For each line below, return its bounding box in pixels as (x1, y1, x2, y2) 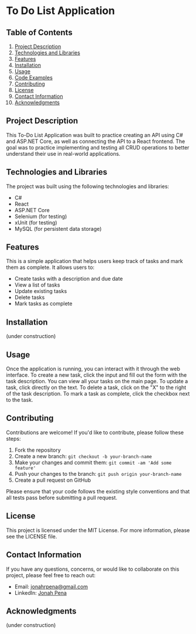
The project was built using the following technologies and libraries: (6, 183, 170, 190)
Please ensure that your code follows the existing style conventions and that (6, 488, 190, 495)
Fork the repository (14, 446, 61, 454)
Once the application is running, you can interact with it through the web (6, 365, 180, 373)
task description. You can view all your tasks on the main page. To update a (6, 378, 188, 385)
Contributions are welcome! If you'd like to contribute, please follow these (6, 429, 184, 436)
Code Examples (14, 74, 53, 81)
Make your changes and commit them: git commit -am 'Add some (14, 459, 172, 466)
